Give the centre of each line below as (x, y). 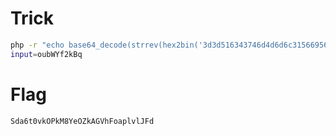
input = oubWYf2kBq (46, 54)
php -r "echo (37, 45)
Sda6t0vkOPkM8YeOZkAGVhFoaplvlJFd (82, 121)
